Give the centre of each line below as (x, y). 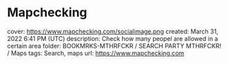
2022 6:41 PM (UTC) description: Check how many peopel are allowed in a (113, 38)
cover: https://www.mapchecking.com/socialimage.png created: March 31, (113, 31)
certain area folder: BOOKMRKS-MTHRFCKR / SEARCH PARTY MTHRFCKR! (114, 46)
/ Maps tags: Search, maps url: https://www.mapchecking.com (96, 53)
